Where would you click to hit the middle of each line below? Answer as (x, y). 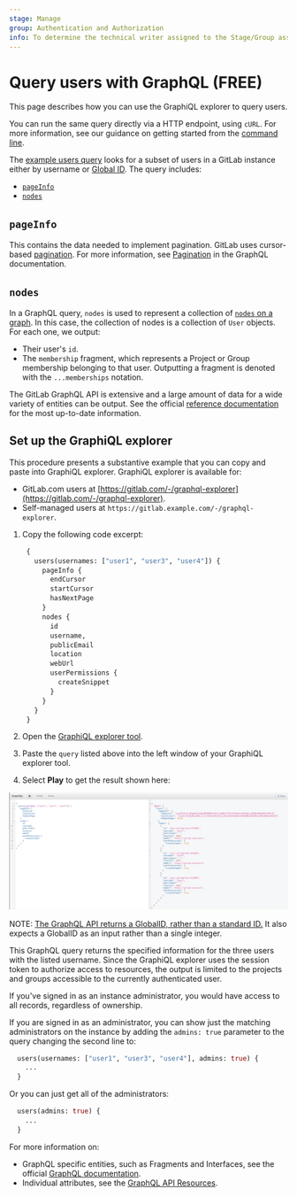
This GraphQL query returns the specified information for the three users (142, 950)
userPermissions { (84, 673)
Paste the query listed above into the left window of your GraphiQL (142, 753)
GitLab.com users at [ (61, 489)
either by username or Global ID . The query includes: (105, 169)
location (66, 654)
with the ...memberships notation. (83, 377)
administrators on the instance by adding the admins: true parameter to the (147, 1031)
